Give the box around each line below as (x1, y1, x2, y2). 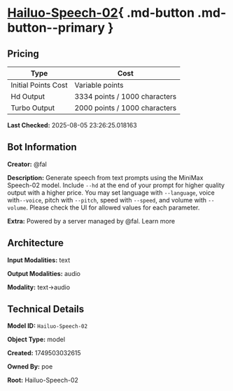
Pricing (7, 48, 40, 60)
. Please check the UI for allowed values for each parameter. (25, 203, 200, 212)
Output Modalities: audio (7, 269, 80, 277)
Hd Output (10, 92, 45, 101)
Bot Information (7, 142, 77, 153)
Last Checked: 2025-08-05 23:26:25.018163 (7, 121, 138, 129)
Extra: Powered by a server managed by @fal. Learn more (7, 217, 176, 225)
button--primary (7, 20, 106, 36)
